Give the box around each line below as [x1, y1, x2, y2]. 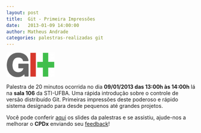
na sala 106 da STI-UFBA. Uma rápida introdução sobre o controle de [6, 90, 179, 97]
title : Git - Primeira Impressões [6, 16, 96, 22]
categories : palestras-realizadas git [6, 35, 104, 41]
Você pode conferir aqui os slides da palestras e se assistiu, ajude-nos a [6, 114, 187, 121]
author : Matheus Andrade [6, 29, 69, 35]
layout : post [6, 10, 39, 16]
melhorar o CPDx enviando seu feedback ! [6, 120, 110, 128]
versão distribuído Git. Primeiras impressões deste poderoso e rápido [6, 96, 179, 103]
